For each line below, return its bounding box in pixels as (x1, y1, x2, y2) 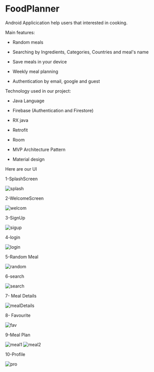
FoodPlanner (5, 3, 60, 15)
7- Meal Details (5, 292, 37, 299)
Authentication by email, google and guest (12, 78, 100, 84)
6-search (5, 273, 24, 279)
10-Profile (5, 351, 26, 357)
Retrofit (12, 127, 28, 133)
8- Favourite (5, 312, 31, 318)
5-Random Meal (5, 254, 39, 260)
